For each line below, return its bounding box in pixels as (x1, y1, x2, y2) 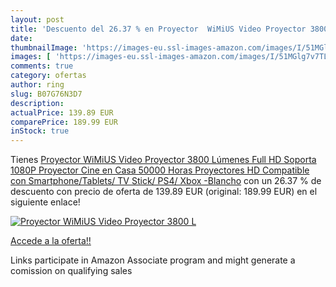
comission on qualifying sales (10, 265, 133, 277)
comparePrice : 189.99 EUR (10, 117, 118, 127)
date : (10, 33, 33, 43)
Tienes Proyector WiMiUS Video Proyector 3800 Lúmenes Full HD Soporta (10, 154, 317, 166)
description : (10, 98, 65, 108)
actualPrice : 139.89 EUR (10, 107, 114, 118)
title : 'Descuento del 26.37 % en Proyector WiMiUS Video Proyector (10, 24, 307, 34)
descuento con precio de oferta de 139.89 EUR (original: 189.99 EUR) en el (10, 186, 318, 198)
